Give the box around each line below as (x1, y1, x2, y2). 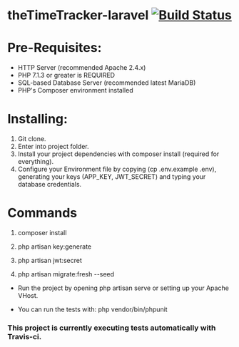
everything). (17, 157, 54, 166)
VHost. (17, 291, 39, 299)
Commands (7, 205, 78, 221)
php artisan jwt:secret (17, 257, 82, 264)
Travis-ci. (7, 331, 42, 341)
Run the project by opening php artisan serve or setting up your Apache (17, 284, 230, 292)
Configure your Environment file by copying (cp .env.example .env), (17, 165, 217, 174)
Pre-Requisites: (7, 40, 102, 56)
